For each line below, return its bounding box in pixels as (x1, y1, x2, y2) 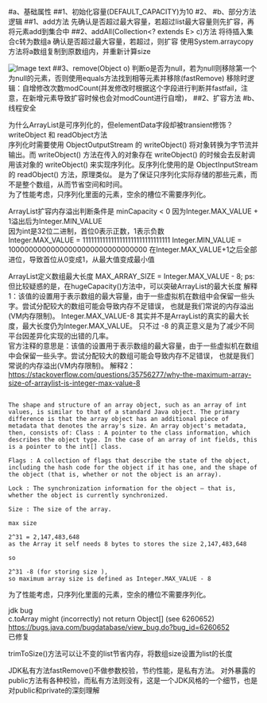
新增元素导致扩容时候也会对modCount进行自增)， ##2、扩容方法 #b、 (29, 94, 259, 102)
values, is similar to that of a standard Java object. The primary (8, 408, 240, 416)
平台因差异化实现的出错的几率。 (8, 331, 113, 340)
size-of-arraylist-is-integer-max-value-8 (8, 378, 141, 388)
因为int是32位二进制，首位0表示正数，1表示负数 (8, 226, 164, 236)
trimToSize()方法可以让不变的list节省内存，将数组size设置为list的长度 (8, 649, 233, 659)
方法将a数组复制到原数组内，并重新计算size (8, 47, 151, 56)
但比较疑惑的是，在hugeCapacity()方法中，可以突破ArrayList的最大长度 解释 (8, 281, 258, 291)
